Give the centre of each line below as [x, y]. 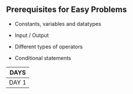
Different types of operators [48, 46]
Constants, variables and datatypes [58, 23]
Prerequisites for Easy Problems [66, 10]
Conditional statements [43, 58]
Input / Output [32, 35]
